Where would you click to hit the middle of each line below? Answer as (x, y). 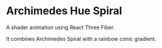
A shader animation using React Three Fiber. (61, 27)
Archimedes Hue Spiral (64, 11)
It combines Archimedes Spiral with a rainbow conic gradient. (81, 39)
